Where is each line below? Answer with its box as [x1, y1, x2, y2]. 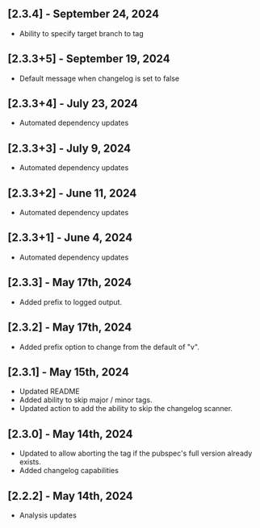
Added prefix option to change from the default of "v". [19, 342, 199, 351]
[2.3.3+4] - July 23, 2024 [7, 97, 139, 110]
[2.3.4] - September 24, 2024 [7, 7, 159, 21]
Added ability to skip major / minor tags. [19, 395, 153, 405]
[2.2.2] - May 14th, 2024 [7, 489, 134, 503]
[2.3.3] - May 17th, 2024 [7, 276, 132, 289]
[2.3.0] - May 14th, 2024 [7, 427, 133, 441]
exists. [19, 457, 41, 467]
